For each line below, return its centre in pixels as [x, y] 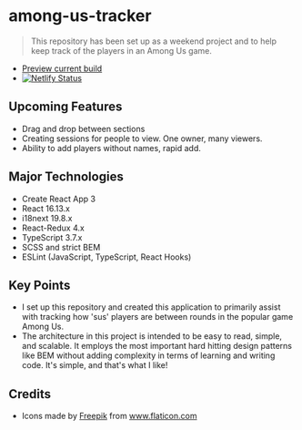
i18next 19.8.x [47, 218]
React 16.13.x [45, 208]
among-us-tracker [80, 16]
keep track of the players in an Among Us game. [121, 50]
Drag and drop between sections [83, 128]
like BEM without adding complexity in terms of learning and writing [148, 355]
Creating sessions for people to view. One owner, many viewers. [142, 138]
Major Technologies [66, 177]
